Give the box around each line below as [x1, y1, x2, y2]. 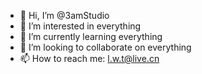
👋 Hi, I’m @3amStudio [19, 10, 110, 21]
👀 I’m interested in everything [19, 20, 142, 32]
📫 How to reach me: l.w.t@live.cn [19, 53, 160, 64]
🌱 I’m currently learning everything [19, 31, 163, 42]
